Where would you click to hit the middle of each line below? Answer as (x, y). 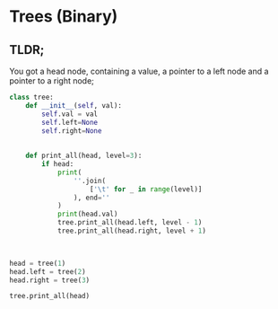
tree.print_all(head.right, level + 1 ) (131, 231)
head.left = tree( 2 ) (48, 271)
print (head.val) (87, 214)
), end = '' (91, 198)
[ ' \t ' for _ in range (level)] (146, 189)
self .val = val (70, 114)
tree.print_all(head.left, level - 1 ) (130, 223)
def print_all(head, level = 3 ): (84, 156)
